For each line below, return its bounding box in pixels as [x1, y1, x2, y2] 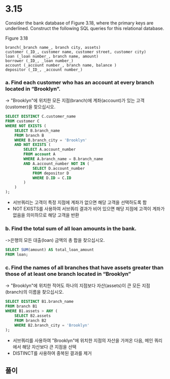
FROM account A [23, 152, 56, 157]
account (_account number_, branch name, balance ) [5, 62, 117, 68]
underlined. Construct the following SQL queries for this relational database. [5, 25, 164, 31]
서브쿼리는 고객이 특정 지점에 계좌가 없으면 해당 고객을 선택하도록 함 [12, 199, 147, 206]
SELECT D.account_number [32, 166, 85, 171]
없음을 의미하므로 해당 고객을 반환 [12, 212, 80, 218]
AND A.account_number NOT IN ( [23, 161, 90, 166]
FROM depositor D [32, 171, 70, 176]
